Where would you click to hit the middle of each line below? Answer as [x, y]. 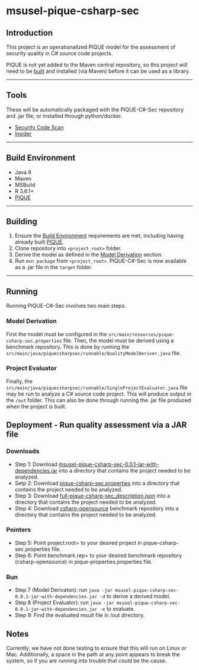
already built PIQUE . [39, 242]
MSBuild [25, 184]
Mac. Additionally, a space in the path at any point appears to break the [93, 654]
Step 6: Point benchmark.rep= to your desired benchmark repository [98, 555]
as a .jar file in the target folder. [54, 267]
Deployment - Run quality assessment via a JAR [97, 425]
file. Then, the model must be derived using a [118, 340]
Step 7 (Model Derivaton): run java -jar [64, 590]
